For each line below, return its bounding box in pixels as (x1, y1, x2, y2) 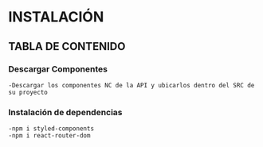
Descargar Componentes (8, 64, 108, 75)
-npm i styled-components (8, 125, 94, 133)
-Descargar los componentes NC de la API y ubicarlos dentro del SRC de (8, 81, 255, 89)
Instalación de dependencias (8, 106, 123, 118)
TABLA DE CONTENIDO (8, 40, 126, 53)
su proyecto (8, 88, 48, 96)
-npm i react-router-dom (8, 132, 91, 140)
